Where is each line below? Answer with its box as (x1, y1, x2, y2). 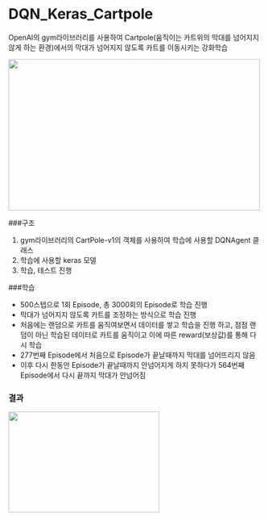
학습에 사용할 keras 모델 (19, 255, 97, 265)
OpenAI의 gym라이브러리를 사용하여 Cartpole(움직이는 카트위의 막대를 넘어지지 (8, 32, 260, 42)
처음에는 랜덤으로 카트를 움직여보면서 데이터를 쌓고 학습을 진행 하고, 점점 (19, 319, 248, 329)
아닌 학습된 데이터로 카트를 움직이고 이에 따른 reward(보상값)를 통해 (35, 330, 248, 340)
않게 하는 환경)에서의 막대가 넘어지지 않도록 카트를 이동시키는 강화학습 (8, 42, 228, 52)
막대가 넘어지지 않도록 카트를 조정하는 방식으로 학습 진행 (19, 310, 197, 319)
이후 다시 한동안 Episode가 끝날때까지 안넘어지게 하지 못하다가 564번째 (19, 360, 245, 369)
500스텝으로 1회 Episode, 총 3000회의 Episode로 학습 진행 (19, 299, 208, 309)
